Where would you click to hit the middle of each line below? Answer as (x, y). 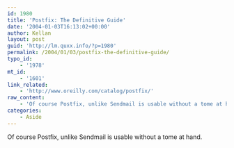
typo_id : (20, 59)
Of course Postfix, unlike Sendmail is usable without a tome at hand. (105, 137)
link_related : (28, 85)
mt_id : (17, 72)
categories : (24, 110)
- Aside (31, 117)
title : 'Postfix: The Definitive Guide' (67, 20)
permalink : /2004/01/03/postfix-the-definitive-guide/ (88, 53)
